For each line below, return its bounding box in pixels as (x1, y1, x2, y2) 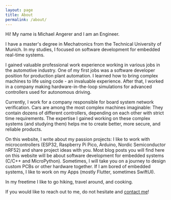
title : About (5, 12, 33, 17)
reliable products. (5, 126, 42, 132)
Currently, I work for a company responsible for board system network (5, 99, 154, 105)
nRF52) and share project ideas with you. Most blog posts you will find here (5, 147, 165, 153)
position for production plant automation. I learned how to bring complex (5, 73, 158, 79)
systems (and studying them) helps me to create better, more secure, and (5, 121, 161, 127)
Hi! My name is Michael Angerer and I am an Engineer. (5, 31, 120, 37)
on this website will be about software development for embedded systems (5, 152, 164, 159)
